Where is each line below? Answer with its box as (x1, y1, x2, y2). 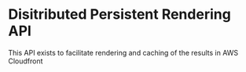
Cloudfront (8, 56, 43, 66)
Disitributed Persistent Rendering (8, 5, 232, 23)
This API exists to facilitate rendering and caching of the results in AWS (8, 48, 239, 57)
